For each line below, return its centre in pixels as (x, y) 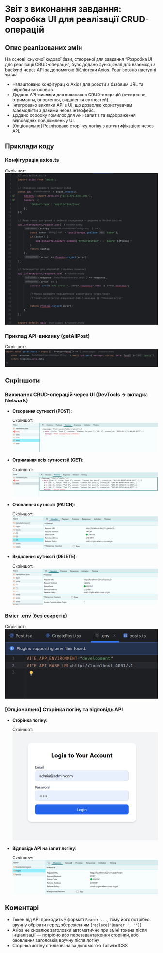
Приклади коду (30, 146)
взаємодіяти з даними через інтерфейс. (53, 110)
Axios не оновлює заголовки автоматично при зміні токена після (79, 930)
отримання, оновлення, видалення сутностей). (61, 100)
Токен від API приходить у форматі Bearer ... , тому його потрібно (81, 919)
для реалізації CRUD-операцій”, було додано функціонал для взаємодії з (80, 65)
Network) (16, 400)
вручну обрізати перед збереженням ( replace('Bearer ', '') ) (77, 925)
